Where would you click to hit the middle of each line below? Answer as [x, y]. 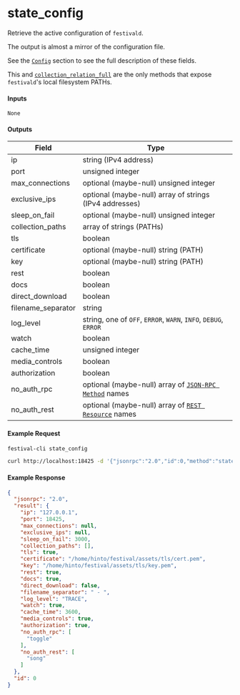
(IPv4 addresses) [111, 203]
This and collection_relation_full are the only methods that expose [110, 74]
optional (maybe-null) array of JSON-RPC [149, 385]
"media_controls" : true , [57, 619]
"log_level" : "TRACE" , [54, 599]
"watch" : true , [43, 605]
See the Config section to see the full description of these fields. [102, 60]
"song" [36, 659]
